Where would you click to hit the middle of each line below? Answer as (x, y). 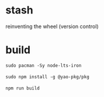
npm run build (23, 88)
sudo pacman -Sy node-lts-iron (44, 65)
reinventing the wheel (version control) (52, 26)
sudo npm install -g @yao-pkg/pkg (48, 77)
